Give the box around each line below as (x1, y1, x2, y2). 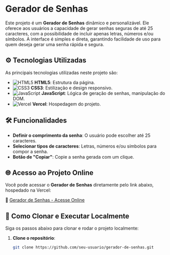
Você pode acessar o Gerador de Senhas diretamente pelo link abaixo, (5, 182, 154, 188)
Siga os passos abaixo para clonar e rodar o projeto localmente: (5, 225, 139, 231)
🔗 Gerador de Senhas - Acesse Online (5, 197, 85, 203)
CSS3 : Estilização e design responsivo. (30, 85, 113, 91)
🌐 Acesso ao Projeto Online (5, 168, 94, 177)
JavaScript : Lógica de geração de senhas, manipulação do (41, 90, 165, 96)
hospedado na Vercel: (5, 187, 51, 193)
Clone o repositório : (12, 235, 56, 241)
